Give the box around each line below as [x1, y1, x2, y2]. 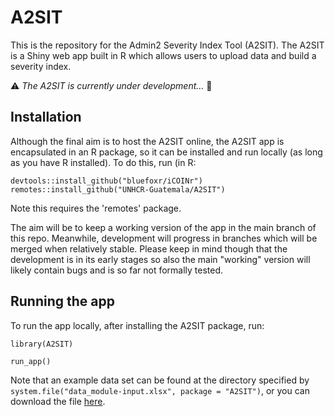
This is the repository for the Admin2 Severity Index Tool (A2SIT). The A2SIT [10, 39, 325, 51]
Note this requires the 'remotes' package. [10, 202, 182, 214]
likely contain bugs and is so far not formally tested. [10, 264, 224, 276]
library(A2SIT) [10, 339, 74, 349]
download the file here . [10, 395, 106, 407]
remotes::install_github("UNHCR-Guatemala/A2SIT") [10, 184, 226, 195]
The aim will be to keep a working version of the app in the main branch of [10, 221, 317, 233]
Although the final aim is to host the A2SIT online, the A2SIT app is [10, 135, 285, 147]
